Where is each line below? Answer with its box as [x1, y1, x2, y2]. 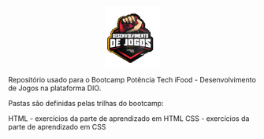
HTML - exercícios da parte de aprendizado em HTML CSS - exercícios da [8, 114, 250, 123]
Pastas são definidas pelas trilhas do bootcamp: [8, 99, 164, 108]
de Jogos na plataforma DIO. [8, 83, 102, 93]
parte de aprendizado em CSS [8, 123, 106, 131]
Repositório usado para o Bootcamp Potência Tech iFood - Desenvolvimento [8, 75, 256, 84]
